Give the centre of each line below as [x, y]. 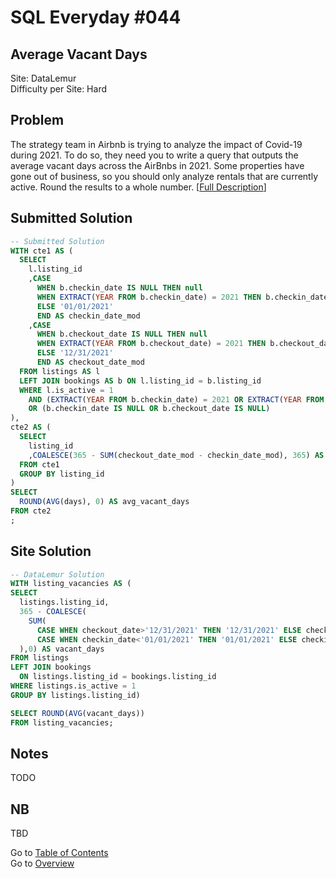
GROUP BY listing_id [62, 474]
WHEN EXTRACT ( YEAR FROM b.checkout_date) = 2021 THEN [151, 344]
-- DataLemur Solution [57, 574]
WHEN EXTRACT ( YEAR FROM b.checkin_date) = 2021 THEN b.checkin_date [182, 297]
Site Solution [51, 551]
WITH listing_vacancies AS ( [71, 584]
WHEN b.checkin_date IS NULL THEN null [119, 288]
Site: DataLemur [43, 78]
